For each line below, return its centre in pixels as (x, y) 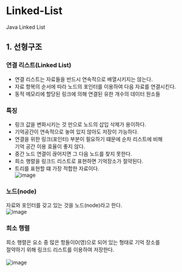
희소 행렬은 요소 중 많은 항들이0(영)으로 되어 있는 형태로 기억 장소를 (83, 242)
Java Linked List (26, 27)
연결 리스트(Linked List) (39, 65)
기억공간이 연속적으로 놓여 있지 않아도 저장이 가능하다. (77, 132)
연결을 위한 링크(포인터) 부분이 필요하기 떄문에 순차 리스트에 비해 (89, 139)
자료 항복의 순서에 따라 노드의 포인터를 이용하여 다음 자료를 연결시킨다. (95, 86)
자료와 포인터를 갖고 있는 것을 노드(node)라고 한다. (64, 205)
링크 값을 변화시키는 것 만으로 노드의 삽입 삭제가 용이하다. (80, 124)
